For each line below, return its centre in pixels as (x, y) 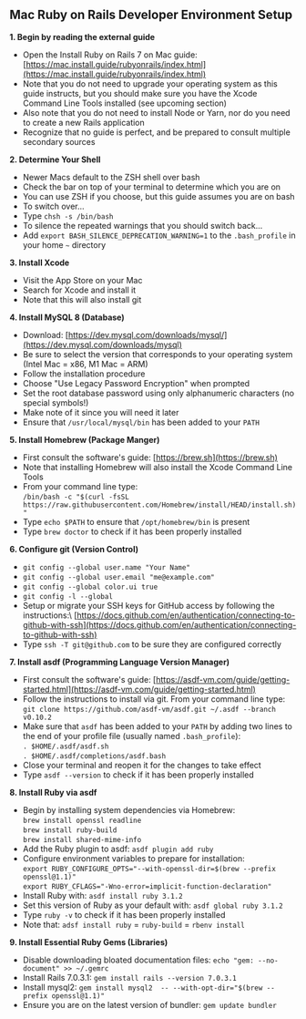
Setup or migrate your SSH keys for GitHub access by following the (148, 605)
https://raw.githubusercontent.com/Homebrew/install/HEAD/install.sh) (159, 505)
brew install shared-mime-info (82, 839)
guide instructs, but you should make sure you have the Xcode (140, 93)
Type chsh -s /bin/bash (68, 216)
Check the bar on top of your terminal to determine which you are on (151, 187)
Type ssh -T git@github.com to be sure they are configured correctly (152, 644)
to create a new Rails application (84, 122)
